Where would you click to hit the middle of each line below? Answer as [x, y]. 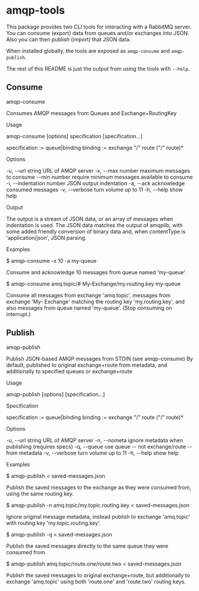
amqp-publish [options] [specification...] [56, 394]
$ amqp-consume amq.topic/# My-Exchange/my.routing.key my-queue [94, 284]
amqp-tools [36, 10]
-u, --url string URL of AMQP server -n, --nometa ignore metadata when [94, 440]
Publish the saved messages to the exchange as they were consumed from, [99, 487]
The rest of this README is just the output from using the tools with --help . [98, 68]
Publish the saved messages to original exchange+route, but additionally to [98, 575]
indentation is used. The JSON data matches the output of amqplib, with [94, 225]
